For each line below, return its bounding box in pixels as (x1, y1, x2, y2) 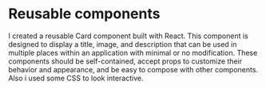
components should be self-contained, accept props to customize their (8, 56, 242, 66)
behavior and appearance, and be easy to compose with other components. (8, 64, 258, 74)
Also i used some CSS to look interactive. (8, 73, 144, 83)
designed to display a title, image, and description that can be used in (8, 39, 237, 48)
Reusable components (8, 5, 161, 23)
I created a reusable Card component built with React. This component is (8, 31, 249, 41)
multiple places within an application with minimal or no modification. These (8, 48, 258, 57)
